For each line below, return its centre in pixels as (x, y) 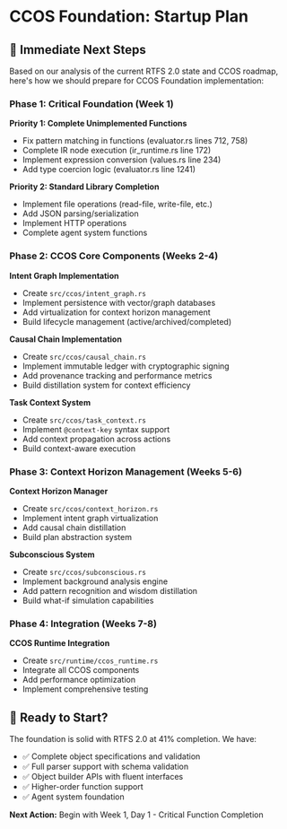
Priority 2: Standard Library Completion (84, 187)
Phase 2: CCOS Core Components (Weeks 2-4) (114, 256)
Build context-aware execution (79, 448)
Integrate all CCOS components (81, 670)
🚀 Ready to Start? (59, 717)
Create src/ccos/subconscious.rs (84, 572)
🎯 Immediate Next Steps (78, 50)
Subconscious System (52, 554)
